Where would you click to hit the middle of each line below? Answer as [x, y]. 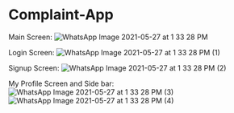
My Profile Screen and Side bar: [61, 83]
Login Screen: [31, 52]
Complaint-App [61, 15]
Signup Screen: [34, 68]
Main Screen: [30, 37]
